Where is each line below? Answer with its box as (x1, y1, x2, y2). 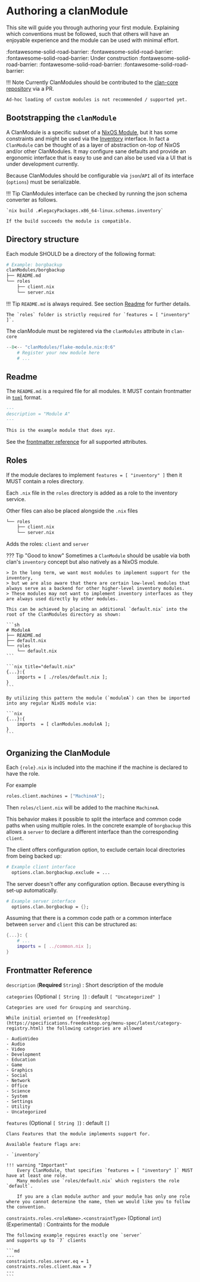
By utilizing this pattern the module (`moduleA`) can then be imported (6, 695, 190, 702)
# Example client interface (6, 864, 76, 870)
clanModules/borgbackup (6, 267, 65, 273)
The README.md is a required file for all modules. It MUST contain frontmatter (6, 388, 192, 395)
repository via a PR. (6, 85, 54, 92)
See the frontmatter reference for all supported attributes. (6, 438, 148, 445)
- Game (6, 1062, 23, 1068)
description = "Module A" (6, 411, 70, 417)
